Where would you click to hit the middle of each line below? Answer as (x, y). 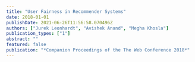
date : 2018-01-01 (28, 17)
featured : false (26, 45)
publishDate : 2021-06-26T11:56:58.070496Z (59, 22)
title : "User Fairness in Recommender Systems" (66, 12)
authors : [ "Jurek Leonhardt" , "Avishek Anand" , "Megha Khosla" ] (87, 28)
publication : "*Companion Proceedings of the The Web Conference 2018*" (98, 50)
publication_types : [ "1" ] (38, 34)
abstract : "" (22, 39)
